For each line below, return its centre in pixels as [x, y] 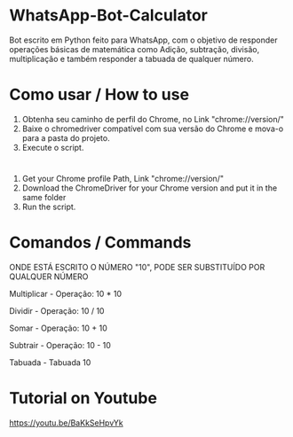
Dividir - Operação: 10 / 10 [57, 311]
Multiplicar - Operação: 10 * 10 [66, 294]
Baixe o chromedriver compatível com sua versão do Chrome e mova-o [153, 129]
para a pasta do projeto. [66, 137]
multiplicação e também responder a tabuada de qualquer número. [132, 59]
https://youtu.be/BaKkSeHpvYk [67, 423]
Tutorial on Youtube [83, 398]
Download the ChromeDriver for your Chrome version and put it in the [150, 188]
